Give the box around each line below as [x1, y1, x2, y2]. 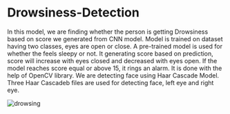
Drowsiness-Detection [7, 5, 140, 21]
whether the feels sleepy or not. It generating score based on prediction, [7, 49, 214, 58]
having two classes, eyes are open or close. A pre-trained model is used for [7, 42, 223, 50]
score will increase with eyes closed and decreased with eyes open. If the [7, 56, 218, 65]
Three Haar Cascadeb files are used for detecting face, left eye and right [7, 78, 214, 87]
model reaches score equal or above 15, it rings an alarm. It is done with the [7, 64, 222, 72]
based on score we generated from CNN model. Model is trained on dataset [7, 34, 223, 43]
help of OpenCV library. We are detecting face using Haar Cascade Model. [7, 71, 220, 80]
